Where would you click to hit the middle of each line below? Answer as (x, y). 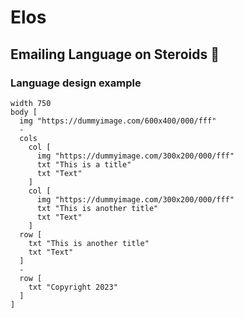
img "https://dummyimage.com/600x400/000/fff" (118, 121)
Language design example (76, 83)
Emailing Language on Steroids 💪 (115, 54)
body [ (24, 112)
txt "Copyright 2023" (73, 287)
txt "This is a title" (84, 164)
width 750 (31, 103)
